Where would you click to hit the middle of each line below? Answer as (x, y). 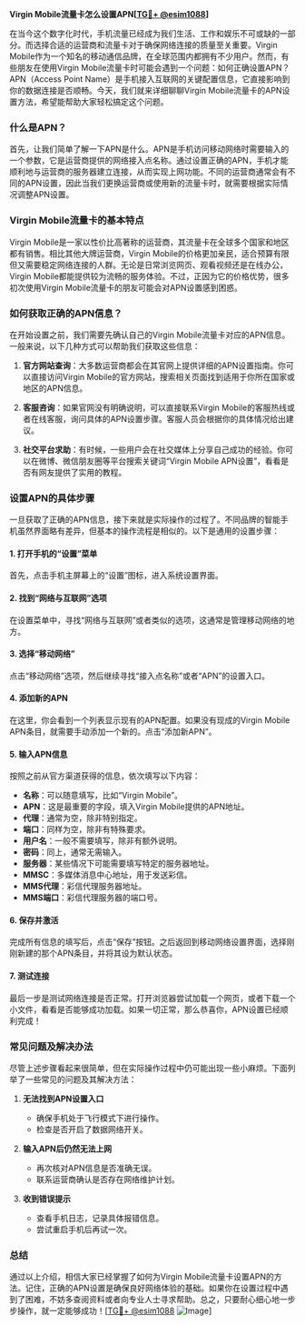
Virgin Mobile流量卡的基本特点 (77, 220)
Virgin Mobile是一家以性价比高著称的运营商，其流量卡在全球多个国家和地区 (149, 242)
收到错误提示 (46, 1199)
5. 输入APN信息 (39, 754)
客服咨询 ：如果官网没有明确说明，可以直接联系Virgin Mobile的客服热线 (155, 407)
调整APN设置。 (45, 195)
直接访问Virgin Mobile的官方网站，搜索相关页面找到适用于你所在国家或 (162, 376)
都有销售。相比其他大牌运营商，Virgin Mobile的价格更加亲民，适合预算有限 (149, 253)
